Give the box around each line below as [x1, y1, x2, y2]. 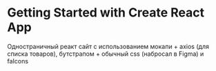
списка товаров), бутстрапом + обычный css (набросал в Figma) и [7, 50, 204, 58]
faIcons [7, 57, 29, 65]
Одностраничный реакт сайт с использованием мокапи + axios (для [7, 42, 209, 50]
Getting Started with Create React [7, 5, 205, 21]
